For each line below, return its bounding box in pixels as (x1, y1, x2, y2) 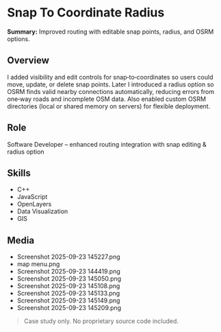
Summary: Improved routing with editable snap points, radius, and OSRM (7, 27, 214, 36)
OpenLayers (16, 200, 52, 209)
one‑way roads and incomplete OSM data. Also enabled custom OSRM (7, 95, 207, 103)
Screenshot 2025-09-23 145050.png (16, 274, 122, 283)
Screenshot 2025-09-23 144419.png (16, 268, 121, 276)
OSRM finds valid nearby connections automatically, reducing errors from (7, 87, 214, 95)
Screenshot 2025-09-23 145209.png (16, 304, 122, 312)
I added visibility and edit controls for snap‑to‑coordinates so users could (7, 73, 213, 81)
